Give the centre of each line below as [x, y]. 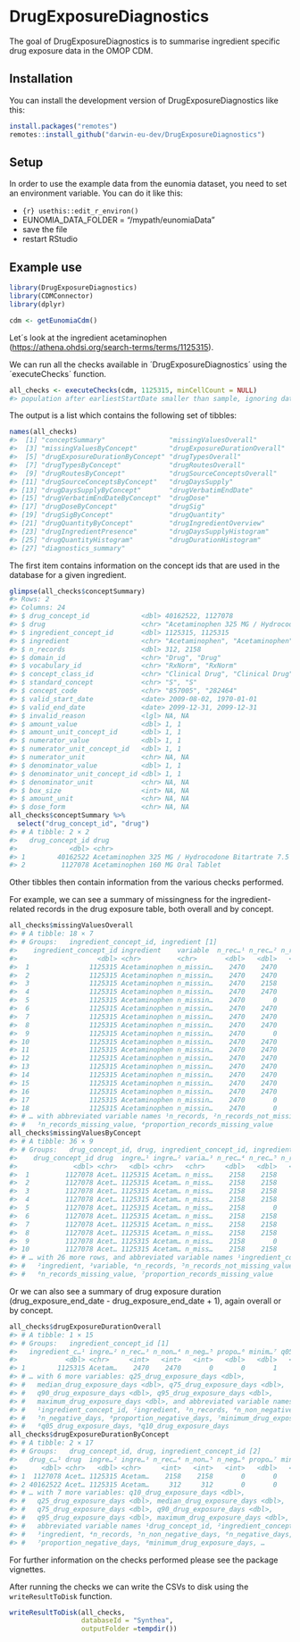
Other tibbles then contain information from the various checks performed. [146, 883]
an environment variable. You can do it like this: [96, 193]
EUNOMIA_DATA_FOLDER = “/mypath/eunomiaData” [119, 220]
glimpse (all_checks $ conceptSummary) [77, 591]
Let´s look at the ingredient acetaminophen [88, 338]
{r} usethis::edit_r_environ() [80, 212]
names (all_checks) [43, 432]
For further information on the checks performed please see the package [144, 1560]
